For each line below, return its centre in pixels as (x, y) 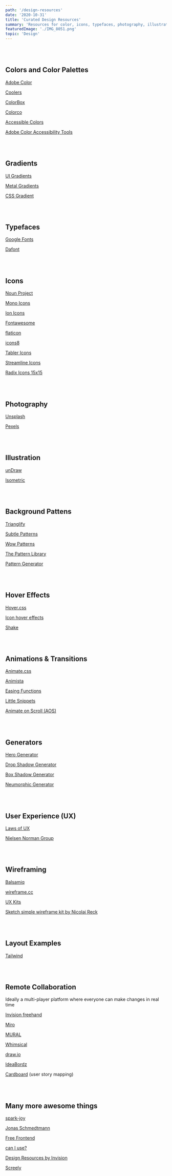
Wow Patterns (20, 544)
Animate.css (18, 671)
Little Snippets (20, 701)
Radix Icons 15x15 (24, 373)
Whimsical (16, 1045)
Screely (13, 1168)
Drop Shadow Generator (31, 765)
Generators (24, 742)
